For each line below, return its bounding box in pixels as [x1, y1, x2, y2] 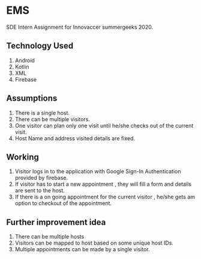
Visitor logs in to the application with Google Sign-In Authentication [14, 168, 181, 175]
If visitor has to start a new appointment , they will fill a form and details [14, 180, 192, 188]
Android [14, 56, 35, 64]
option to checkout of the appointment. [14, 200, 112, 207]
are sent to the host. [14, 187, 65, 194]
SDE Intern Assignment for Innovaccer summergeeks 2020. [6, 23, 154, 31]
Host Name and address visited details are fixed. [14, 134, 136, 141]
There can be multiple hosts [14, 233, 85, 240]
